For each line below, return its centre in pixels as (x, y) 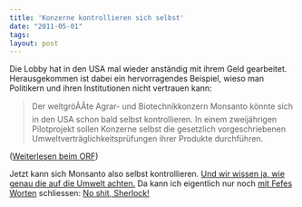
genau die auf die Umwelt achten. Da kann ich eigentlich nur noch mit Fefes (151, 183)
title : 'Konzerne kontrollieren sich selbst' (97, 18)
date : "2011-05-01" (46, 26)
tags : (19, 34)
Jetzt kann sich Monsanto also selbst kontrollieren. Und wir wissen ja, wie (147, 174)
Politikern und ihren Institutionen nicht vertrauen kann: (111, 88)
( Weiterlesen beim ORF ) (54, 156)
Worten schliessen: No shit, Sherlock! (79, 193)
